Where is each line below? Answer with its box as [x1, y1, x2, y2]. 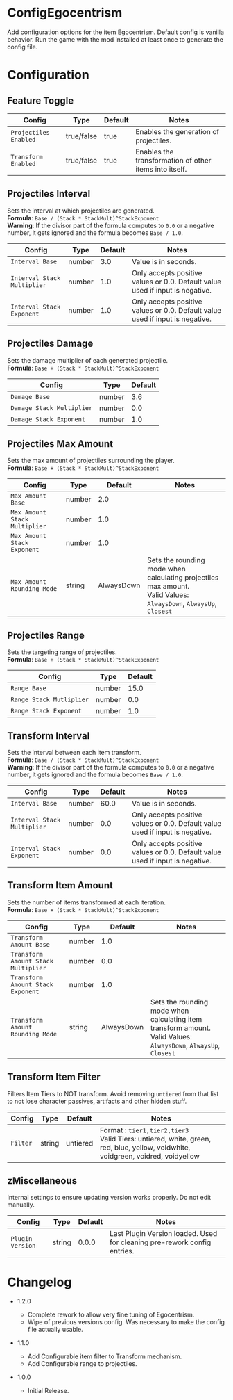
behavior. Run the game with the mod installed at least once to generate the [7, 35, 223, 43]
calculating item [150, 1014, 202, 1024]
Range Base [10, 685, 46, 692]
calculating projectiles [147, 573, 219, 583]
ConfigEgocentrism [7, 5, 123, 21]
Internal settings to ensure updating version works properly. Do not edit [7, 1194, 212, 1202]
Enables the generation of [135, 127, 220, 136]
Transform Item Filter [7, 1071, 101, 1083]
